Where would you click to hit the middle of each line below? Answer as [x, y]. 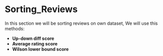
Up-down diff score [33, 38]
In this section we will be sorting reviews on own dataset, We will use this [81, 23]
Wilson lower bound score [40, 49]
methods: [15, 28]
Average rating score [35, 43]
